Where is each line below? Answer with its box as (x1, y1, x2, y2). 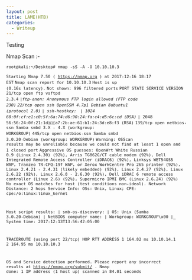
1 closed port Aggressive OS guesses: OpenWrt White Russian (6, 147, 148, 153)
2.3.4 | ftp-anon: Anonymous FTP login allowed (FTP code (6, 96, 138, 102)
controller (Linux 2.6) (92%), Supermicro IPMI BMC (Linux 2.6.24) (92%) (6, 176, 178, 182)
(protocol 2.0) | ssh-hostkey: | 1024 (6, 108, 96, 114)
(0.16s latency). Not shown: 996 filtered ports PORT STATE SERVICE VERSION (6, 86, 184, 92)
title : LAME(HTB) (6, 14, 49, 20)
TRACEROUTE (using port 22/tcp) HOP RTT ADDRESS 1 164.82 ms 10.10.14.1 (6, 237, 176, 243)
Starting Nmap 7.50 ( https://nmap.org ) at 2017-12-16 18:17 (6, 74, 152, 80)
